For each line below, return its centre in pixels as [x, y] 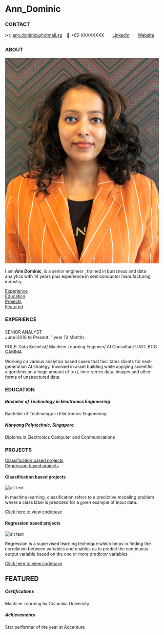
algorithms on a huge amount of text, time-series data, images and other [78, 372]
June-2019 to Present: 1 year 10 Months [45, 337]
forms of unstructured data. [33, 377]
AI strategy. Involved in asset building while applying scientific [90, 367]
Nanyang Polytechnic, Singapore [40, 425]
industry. [14, 281]
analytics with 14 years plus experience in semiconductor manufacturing [78, 276]
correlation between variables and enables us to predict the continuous [77, 548]
